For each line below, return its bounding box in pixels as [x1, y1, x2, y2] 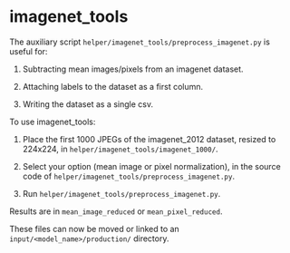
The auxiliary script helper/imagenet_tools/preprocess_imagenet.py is [9, 36, 270, 47]
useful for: [9, 45, 48, 56]
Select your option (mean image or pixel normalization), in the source [22, 161, 281, 171]
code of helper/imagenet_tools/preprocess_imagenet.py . [22, 170, 236, 181]
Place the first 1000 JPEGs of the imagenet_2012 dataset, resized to [22, 133, 276, 144]
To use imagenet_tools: [9, 116, 96, 127]
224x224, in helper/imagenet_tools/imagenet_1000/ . [22, 143, 219, 154]
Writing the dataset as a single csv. [22, 98, 154, 110]
